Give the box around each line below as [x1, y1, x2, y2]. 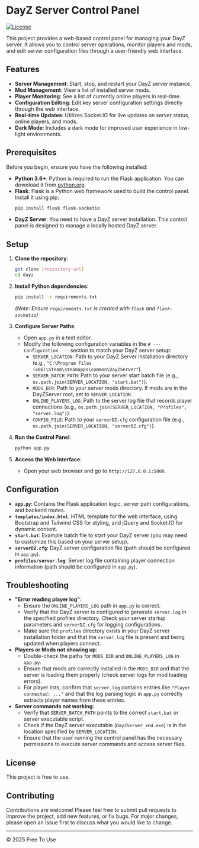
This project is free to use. [6, 773, 70, 780]
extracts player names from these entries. [23, 696, 126, 704]
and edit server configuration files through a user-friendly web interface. [6, 47, 184, 54]
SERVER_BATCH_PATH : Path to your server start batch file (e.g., [32, 371, 178, 379]
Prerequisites [6, 147, 57, 158]
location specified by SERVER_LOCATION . [23, 728, 118, 735]
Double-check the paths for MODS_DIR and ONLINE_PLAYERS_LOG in [23, 653, 179, 660]
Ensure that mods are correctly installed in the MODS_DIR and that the [23, 665, 190, 672]
